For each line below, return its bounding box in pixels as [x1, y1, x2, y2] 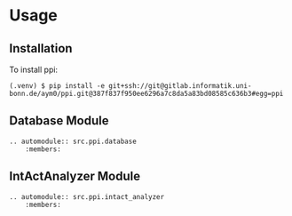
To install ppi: [9, 64, 59, 75]
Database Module [9, 113, 109, 129]
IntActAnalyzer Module [9, 169, 140, 184]
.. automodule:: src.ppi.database [9, 137, 138, 146]
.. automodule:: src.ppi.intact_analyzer [9, 192, 165, 201]
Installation [9, 41, 73, 56]
